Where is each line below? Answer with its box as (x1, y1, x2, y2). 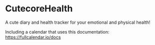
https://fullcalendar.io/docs (5, 34, 61, 40)
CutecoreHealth (5, 3, 73, 14)
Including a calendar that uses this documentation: (5, 29, 109, 35)
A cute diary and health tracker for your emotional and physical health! (5, 19, 151, 25)
